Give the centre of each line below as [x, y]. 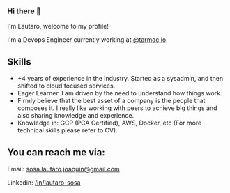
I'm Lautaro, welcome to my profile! [58, 26]
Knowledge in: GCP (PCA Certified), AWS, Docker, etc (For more [109, 123]
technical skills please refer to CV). [67, 130]
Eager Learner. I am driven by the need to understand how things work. [120, 93]
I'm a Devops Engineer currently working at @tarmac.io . [88, 40]
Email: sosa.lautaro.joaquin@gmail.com [63, 169]
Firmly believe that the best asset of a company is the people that [111, 101]
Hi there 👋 [24, 11]
